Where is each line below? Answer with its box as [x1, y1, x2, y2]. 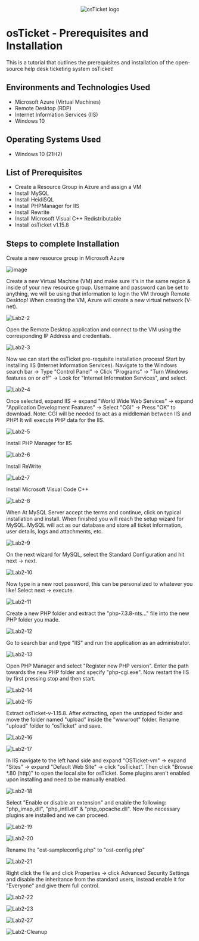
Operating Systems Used [6, 135, 101, 145]
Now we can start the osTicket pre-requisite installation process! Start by [6, 355, 186, 363]
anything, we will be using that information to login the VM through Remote [6, 290, 190, 297]
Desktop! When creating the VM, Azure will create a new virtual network [6, 297, 184, 304]
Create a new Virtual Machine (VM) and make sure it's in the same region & [6, 278, 191, 285]
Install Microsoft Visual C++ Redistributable [14, 215, 122, 222]
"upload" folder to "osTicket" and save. [6, 722, 102, 729]
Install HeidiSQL [14, 196, 54, 203]
